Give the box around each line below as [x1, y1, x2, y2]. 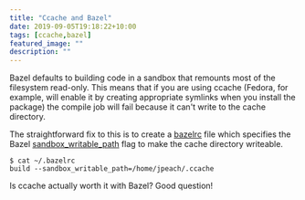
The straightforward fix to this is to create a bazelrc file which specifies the [9, 129, 291, 140]
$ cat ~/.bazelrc [9, 156, 76, 165]
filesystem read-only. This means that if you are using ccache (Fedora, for [9, 82, 289, 93]
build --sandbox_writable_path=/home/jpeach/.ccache [9, 164, 215, 174]
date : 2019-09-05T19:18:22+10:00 [9, 22, 137, 31]
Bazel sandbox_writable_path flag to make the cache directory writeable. [9, 139, 283, 150]
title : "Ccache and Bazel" [9, 13, 112, 23]
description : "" [9, 47, 71, 57]
